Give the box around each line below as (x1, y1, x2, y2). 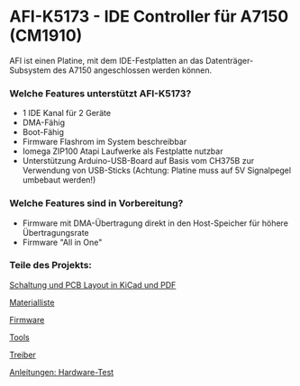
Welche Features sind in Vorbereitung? (9, 197, 184, 210)
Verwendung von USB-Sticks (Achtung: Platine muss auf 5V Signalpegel (22, 165, 291, 176)
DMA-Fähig (22, 117, 66, 128)
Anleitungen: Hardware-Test (9, 366, 114, 377)
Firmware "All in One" (22, 237, 103, 247)
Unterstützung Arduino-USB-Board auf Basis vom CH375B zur (22, 156, 255, 166)
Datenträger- (205, 55, 254, 66)
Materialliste (9, 297, 55, 308)
